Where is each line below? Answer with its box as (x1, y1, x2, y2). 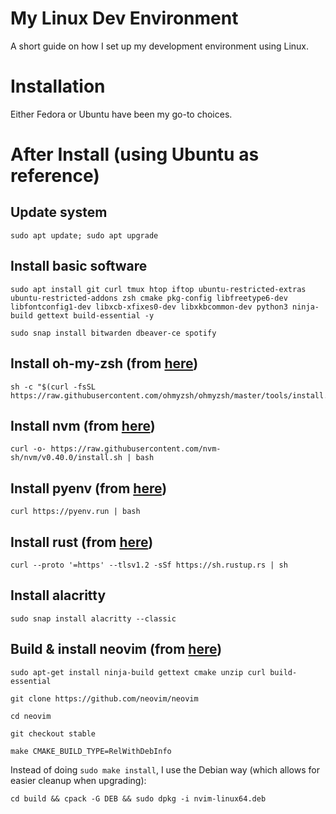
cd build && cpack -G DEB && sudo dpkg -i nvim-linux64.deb (10, 793, 267, 804)
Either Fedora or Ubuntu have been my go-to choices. (10, 108, 233, 120)
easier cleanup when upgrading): (10, 774, 147, 786)
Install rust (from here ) (10, 533, 154, 551)
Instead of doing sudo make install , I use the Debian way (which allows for (10, 763, 320, 776)
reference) (10, 165, 100, 187)
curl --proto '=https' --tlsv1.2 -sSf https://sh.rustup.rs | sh (10, 560, 288, 570)
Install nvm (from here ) (10, 417, 156, 434)
